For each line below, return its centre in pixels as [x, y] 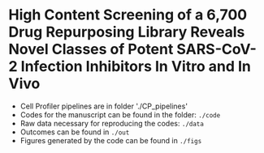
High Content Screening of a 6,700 [128, 15]
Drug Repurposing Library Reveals [127, 32]
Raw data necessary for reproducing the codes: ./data [112, 123]
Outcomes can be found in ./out [75, 132]
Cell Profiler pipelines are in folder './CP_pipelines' [104, 106]
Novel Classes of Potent [91, 49]
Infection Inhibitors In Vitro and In [136, 67]
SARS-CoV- [217, 49]
